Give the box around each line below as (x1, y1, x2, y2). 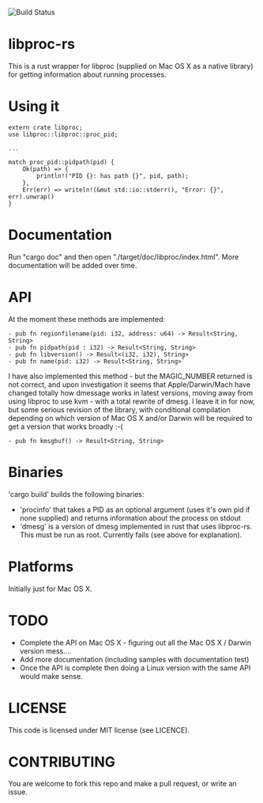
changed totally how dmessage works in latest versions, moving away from (8, 388, 254, 397)
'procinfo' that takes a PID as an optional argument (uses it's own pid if (19, 505, 250, 514)
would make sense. (19, 671, 83, 680)
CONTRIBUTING (8, 752, 116, 771)
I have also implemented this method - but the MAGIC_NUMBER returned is (8, 371, 253, 381)
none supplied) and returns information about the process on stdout (19, 513, 241, 522)
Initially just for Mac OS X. (8, 584, 92, 593)
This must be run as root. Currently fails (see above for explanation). (19, 530, 242, 540)
